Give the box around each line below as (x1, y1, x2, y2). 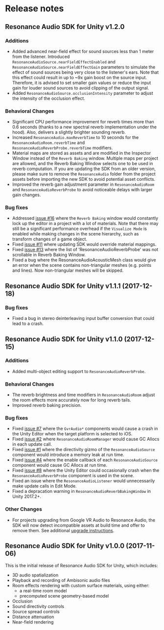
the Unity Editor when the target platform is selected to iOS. (12, 431, 133, 437)
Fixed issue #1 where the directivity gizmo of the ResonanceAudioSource (12, 447, 155, 453)
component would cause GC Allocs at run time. (12, 462, 108, 468)
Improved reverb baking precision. (12, 402, 82, 408)
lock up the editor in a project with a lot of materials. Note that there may (12, 221, 159, 227)
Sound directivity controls (12, 603, 65, 609)
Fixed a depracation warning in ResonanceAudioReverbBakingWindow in (12, 488, 151, 494)
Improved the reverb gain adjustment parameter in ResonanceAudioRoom (12, 181, 155, 187)
